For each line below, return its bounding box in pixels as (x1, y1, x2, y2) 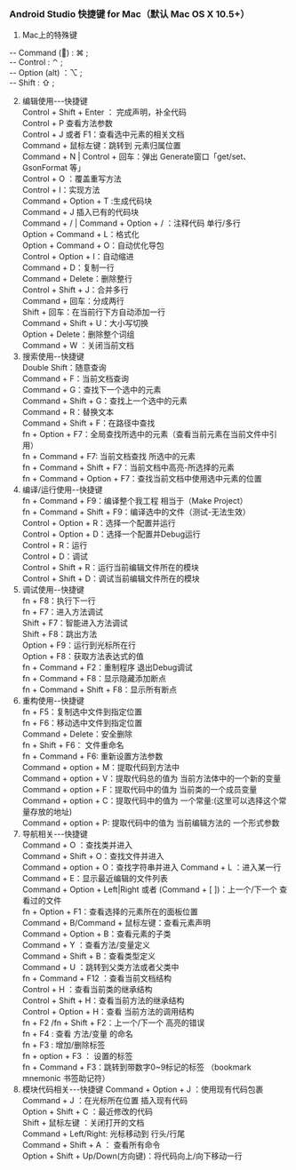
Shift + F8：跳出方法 (21, 629, 98, 640)
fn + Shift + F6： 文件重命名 (21, 740, 124, 751)
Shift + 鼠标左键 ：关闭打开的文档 (21, 1118, 145, 1128)
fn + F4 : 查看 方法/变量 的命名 (21, 1029, 133, 1039)
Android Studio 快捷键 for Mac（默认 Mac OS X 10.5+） (9, 7, 251, 20)
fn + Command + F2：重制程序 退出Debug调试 (21, 662, 193, 673)
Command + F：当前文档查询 (21, 373, 130, 384)
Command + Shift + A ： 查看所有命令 (21, 1140, 161, 1150)
